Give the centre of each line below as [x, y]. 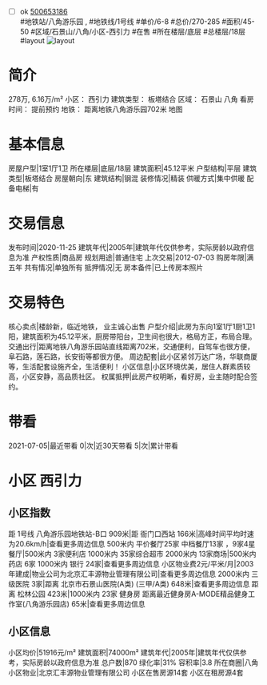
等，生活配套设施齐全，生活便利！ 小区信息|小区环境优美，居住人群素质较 [130, 366]
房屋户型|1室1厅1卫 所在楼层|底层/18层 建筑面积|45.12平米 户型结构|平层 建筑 [133, 168]
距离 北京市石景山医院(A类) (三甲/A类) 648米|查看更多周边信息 [147, 583]
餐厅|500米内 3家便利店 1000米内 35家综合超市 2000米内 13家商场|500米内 [133, 554]
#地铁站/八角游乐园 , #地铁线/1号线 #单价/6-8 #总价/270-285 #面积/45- [137, 22]
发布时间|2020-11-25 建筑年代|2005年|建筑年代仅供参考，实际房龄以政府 [128, 247]
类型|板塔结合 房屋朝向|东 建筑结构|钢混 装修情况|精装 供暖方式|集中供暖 [127, 178]
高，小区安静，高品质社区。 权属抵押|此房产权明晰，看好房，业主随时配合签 [133, 377]
